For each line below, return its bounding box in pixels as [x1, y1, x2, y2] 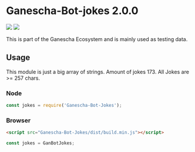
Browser [6, 116, 31, 124]
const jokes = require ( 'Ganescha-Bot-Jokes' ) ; [6, 103, 122, 109]
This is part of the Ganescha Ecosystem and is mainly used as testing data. [6, 35, 188, 42]
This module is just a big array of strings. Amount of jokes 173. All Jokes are [6, 68, 190, 75]
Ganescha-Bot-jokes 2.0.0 [6, 4, 139, 18]
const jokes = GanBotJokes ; [6, 140, 75, 146]
